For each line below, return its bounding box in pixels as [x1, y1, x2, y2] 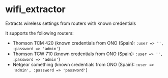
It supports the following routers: [5, 30, 74, 36]
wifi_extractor [5, 4, 66, 15]
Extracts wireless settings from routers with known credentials [5, 20, 136, 26]
